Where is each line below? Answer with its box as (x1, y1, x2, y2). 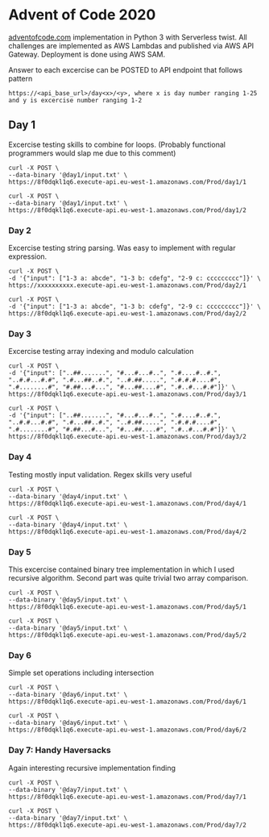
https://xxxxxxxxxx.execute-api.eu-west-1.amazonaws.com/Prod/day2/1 (8, 281, 247, 289)
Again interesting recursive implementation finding (8, 763, 176, 772)
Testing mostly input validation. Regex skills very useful (8, 469, 192, 479)
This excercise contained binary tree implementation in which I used (8, 564, 235, 574)
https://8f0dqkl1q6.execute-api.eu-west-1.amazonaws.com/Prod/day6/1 (8, 697, 247, 706)
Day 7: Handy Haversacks (8, 744, 111, 756)
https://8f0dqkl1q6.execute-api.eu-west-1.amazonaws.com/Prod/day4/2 (8, 527, 247, 535)
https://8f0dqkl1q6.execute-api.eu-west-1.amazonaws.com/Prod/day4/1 (8, 499, 247, 507)
